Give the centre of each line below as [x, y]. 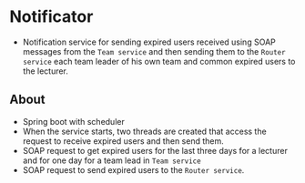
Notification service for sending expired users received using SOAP [149, 42]
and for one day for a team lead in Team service [112, 160]
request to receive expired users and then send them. [123, 141]
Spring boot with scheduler [73, 121]
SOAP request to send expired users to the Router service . [133, 169]
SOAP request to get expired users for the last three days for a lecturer [155, 150]
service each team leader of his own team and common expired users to [159, 61]
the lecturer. [45, 71]
